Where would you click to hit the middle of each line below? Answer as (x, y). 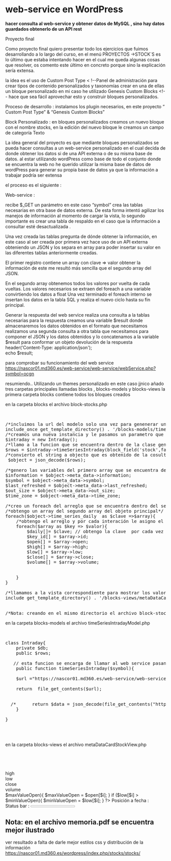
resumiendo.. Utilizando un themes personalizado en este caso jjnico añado (85, 384)
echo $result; (19, 353)
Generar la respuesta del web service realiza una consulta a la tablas (78, 315)
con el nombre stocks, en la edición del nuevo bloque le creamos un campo (84, 127)
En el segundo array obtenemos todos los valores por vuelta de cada (78, 283)
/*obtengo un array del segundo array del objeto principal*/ (84, 511)
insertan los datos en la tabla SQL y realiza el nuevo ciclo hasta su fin (78, 299)
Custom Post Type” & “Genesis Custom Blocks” (55, 112)
